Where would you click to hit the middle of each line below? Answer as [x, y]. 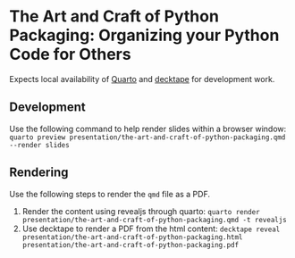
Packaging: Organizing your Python [144, 35]
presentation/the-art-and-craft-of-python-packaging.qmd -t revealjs [155, 220]
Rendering [39, 173]
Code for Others [70, 54]
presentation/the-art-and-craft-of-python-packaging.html [132, 237]
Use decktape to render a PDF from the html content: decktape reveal [151, 229]
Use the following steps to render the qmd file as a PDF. [110, 194]
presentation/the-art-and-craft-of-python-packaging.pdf [131, 245]
